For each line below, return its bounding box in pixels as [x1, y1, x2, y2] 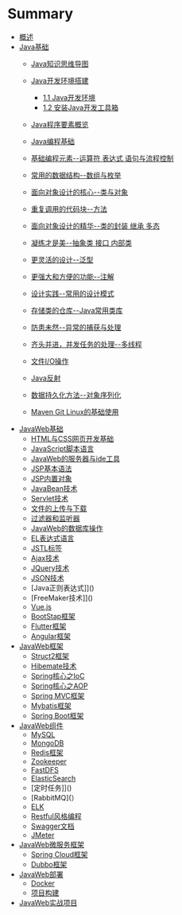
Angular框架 [30, 631, 71, 640]
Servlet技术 [30, 493, 69, 503]
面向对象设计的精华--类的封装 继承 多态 [30, 220, 161, 231]
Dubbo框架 [30, 859, 68, 869]
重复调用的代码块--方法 [30, 204, 108, 213]
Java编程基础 [30, 136, 75, 146]
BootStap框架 [30, 611, 76, 621]
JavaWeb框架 [18, 641, 64, 651]
